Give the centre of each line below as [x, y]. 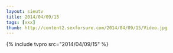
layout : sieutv [25, 11]
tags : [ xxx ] [21, 22]
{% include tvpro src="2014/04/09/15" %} [58, 44]
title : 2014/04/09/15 [33, 17]
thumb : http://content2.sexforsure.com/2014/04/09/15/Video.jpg [87, 28]
